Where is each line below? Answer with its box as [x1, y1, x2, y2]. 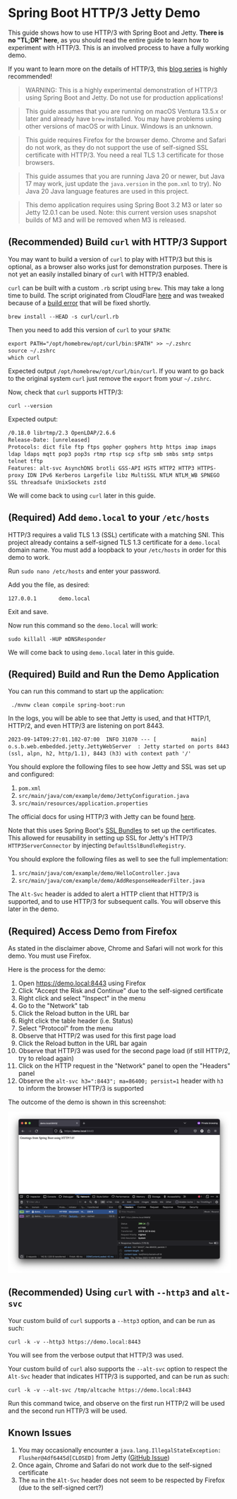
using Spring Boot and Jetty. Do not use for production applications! [25, 93, 224, 102]
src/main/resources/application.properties [18, 800, 149, 807]
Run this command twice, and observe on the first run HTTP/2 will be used [8, 1399, 225, 1407]
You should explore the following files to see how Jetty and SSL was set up [8, 763, 226, 771]
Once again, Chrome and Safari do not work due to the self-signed [18, 1461, 212, 1469]
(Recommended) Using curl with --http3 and [8, 1286, 209, 1298]
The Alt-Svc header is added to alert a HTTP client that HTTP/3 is [8, 890, 200, 898]
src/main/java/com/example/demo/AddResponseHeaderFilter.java [18, 878, 205, 885]
